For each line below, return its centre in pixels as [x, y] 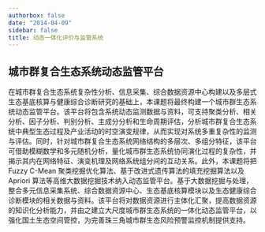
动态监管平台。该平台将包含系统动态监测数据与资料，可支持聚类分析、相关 [136, 112]
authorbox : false [37, 15]
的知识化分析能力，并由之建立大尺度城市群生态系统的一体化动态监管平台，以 [132, 211]
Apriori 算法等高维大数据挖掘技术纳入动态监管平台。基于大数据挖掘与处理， [131, 181]
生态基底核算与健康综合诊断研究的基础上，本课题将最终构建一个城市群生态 [129, 102]
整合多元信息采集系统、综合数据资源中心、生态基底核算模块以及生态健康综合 [132, 191]
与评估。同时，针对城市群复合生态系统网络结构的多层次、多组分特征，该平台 [132, 141]
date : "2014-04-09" [40, 23]
